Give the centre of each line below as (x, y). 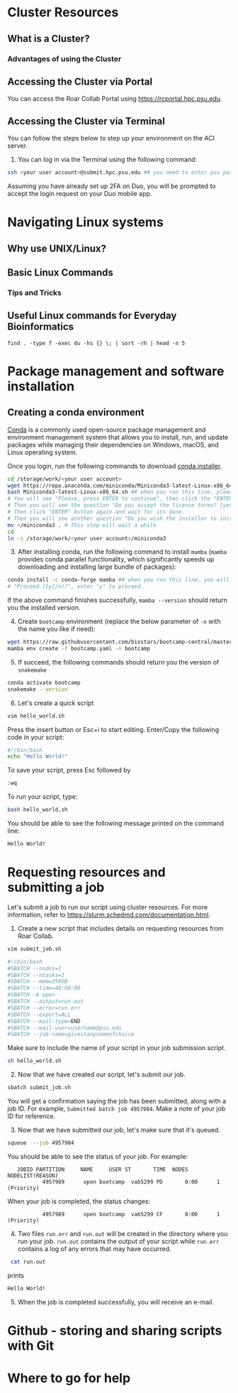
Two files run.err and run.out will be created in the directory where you (123, 1233)
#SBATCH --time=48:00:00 (44, 988)
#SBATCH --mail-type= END (44, 1021)
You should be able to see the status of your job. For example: (98, 1156)
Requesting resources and (86, 872)
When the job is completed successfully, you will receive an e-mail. (116, 1302)
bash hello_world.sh (38, 810)
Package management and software (116, 371)
